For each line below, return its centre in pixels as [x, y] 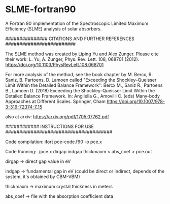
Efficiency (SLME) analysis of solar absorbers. [54, 28]
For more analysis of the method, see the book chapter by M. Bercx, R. [79, 74]
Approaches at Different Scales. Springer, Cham [55, 101]
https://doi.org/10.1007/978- [135, 101]
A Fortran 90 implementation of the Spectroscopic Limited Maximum [77, 23]
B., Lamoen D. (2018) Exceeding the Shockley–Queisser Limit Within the [80, 90]
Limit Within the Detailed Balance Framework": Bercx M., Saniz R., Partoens [84, 85]
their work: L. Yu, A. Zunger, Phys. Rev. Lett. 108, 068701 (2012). [72, 59]
